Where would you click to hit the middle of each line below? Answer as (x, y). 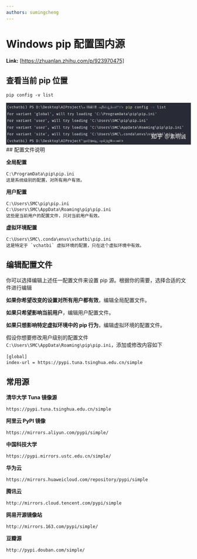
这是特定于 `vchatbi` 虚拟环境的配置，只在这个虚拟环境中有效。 (75, 246)
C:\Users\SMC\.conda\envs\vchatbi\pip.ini (59, 240)
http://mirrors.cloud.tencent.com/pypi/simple (64, 503)
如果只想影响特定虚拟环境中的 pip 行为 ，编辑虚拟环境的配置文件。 (86, 325)
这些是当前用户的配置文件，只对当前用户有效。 (54, 216)
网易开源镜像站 (24, 514)
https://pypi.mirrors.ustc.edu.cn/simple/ (59, 456)
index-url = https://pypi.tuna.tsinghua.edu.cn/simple (74, 362)
